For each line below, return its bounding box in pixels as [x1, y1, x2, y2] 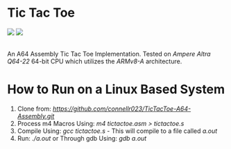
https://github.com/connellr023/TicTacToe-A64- [53, 104, 191, 113]
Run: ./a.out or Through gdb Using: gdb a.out [17, 134, 147, 142]
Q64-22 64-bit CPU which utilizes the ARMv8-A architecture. [7, 57, 182, 65]
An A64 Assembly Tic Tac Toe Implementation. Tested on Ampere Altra [7, 49, 211, 58]
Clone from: [17, 104, 52, 113]
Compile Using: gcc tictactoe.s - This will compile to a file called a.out [17, 127, 218, 135]
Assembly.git [17, 111, 55, 120]
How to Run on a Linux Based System [7, 81, 225, 97]
